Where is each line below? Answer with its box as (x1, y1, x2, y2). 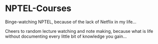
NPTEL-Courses (5, 3, 72, 14)
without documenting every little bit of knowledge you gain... (5, 33, 127, 39)
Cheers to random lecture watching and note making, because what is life (5, 28, 154, 34)
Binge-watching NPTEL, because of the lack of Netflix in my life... (5, 19, 137, 25)
